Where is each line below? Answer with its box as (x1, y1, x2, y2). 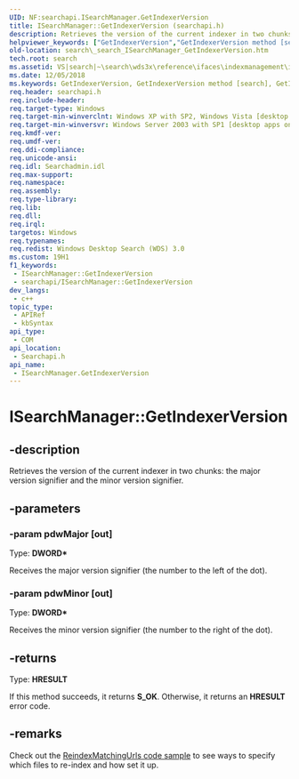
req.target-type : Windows (9, 104, 105, 113)
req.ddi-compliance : (9, 145, 86, 154)
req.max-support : (9, 170, 74, 179)
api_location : (9, 343, 62, 352)
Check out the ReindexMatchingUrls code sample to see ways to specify (9, 750, 276, 760)
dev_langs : (9, 285, 50, 294)
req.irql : (9, 220, 46, 229)
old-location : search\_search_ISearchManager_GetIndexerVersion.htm (9, 46, 269, 55)
